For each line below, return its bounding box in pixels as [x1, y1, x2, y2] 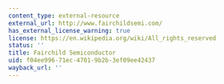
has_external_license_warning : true [8, 26, 130, 34]
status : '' [8, 42, 45, 50]
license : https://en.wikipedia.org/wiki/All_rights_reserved [8, 34, 217, 42]
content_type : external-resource [8, 11, 120, 20]
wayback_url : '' [8, 64, 62, 72]
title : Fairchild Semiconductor [8, 49, 116, 57]
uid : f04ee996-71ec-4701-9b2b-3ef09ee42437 [8, 57, 156, 65]
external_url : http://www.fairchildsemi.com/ [8, 19, 162, 27]
